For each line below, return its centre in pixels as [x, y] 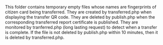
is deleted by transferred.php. [35, 37]
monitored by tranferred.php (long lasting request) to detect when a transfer [81, 27]
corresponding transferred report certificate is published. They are [72, 22]
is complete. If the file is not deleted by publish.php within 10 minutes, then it [81, 32]
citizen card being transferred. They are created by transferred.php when [78, 12]
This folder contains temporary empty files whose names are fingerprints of [81, 7]
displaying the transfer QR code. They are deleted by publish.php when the [80, 17]
